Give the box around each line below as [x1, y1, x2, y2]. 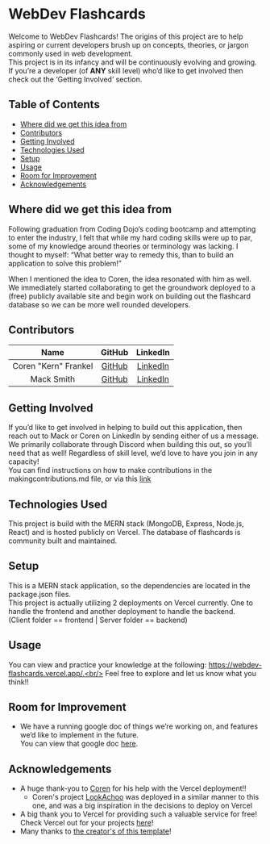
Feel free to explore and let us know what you [104, 668, 256, 678]
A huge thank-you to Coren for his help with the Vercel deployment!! [19, 783, 247, 793]
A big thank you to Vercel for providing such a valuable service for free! [19, 809, 258, 819]
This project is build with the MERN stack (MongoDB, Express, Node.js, [8, 519, 244, 529]
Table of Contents [8, 98, 101, 111]
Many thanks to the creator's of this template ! [19, 826, 172, 836]
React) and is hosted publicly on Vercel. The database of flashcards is [8, 528, 241, 537]
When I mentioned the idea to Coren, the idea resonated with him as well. [8, 274, 252, 283]
